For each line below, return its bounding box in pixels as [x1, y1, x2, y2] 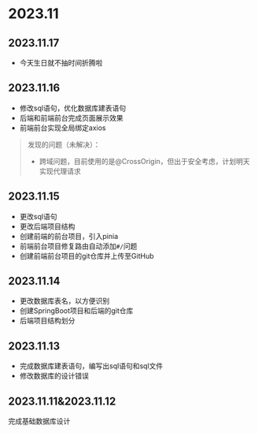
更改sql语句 [19, 211, 57, 221]
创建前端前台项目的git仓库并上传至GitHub [19, 251, 155, 260]
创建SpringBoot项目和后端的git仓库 [19, 306, 134, 315]
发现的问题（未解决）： [27, 140, 101, 149]
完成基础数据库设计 [8, 416, 71, 426]
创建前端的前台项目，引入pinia [19, 231, 119, 241]
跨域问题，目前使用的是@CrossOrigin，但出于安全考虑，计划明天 [39, 156, 250, 166]
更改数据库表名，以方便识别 [19, 297, 110, 306]
